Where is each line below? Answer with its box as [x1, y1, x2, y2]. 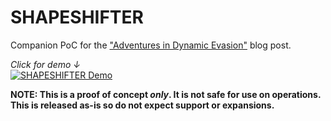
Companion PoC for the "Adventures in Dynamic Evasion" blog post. [10, 39, 292, 51]
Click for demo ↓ [10, 58, 81, 70]
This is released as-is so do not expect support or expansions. [10, 99, 275, 111]
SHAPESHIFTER [10, 6, 144, 29]
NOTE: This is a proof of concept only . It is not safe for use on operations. [10, 88, 322, 100]
